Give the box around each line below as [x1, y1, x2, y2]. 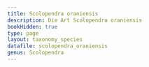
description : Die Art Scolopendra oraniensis [7, 17, 142, 24]
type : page [7, 29, 39, 37]
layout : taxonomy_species [7, 36, 83, 43]
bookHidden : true [7, 23, 58, 30]
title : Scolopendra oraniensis [7, 10, 99, 17]
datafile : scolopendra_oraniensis [7, 43, 108, 50]
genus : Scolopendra [7, 50, 64, 57]
